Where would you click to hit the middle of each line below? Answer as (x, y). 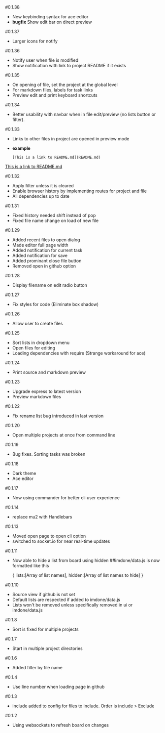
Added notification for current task (47, 250)
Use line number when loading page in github (58, 687)
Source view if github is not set (44, 594)
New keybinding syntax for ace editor (50, 17)
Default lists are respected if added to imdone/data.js (66, 600)
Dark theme (24, 473)
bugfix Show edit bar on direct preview (52, 22)
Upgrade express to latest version (47, 391)
